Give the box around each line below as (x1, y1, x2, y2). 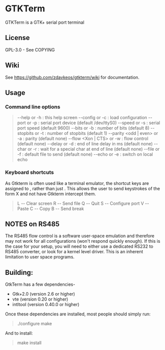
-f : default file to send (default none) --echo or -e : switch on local (17, 151, 153, 157)
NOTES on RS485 (5, 219, 60, 228)
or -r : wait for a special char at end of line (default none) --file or (28, 146, 160, 152)
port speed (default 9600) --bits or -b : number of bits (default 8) (17, 125, 150, 131)
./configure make (17, 321, 52, 327)
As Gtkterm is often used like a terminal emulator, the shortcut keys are (5, 180, 149, 186)
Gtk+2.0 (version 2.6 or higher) (12, 291, 75, 297)
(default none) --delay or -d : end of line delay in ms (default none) (17, 141, 153, 147)
